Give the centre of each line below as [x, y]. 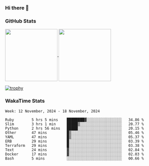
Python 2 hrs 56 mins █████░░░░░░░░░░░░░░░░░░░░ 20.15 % [74, 128]
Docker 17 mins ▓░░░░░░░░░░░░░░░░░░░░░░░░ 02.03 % [74, 154]
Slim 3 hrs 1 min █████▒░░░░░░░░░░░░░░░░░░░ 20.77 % [74, 124]
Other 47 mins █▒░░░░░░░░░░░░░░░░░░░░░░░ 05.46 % [74, 133]
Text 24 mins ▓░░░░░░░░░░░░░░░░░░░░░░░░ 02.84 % [74, 150]
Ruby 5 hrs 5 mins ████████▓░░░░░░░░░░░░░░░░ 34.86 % [74, 120]
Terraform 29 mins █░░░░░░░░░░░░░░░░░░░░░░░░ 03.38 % [74, 145]
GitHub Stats [21, 21]
